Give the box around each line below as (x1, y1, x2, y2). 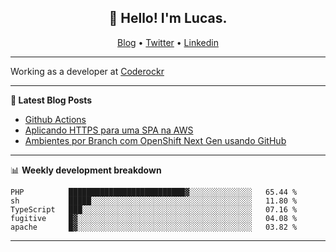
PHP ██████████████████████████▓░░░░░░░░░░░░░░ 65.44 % (10, 187, 298, 197)
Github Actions (24, 113, 87, 125)
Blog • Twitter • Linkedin (117, 36, 219, 48)
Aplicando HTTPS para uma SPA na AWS (24, 124, 194, 136)
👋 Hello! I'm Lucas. (108, 10, 228, 27)
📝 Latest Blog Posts (10, 94, 93, 106)
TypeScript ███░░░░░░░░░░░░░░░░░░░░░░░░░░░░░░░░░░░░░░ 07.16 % (10, 204, 298, 215)
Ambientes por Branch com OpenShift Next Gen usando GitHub (24, 134, 287, 146)
